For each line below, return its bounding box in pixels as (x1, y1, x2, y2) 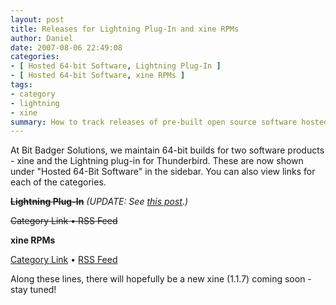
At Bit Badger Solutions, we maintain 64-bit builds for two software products (10, 144, 325, 156)
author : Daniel (10, 33, 74, 43)
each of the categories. (10, 176, 107, 188)
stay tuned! (10, 284, 57, 296)
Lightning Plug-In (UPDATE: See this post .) (10, 196, 189, 208)
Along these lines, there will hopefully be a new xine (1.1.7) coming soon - (10, 273, 312, 285)
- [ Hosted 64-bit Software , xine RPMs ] (10, 71, 186, 81)
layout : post (10, 14, 65, 25)
